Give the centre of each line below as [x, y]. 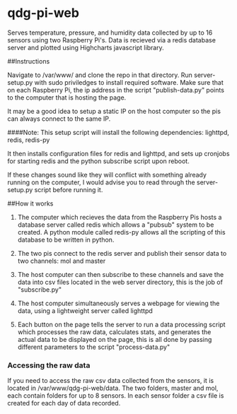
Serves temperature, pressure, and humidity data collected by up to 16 [110, 32]
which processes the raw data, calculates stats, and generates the [114, 332]
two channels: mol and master [62, 261]
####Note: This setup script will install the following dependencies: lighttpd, [118, 132]
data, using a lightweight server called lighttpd [85, 310]
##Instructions [29, 61]
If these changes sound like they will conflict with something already [107, 175]
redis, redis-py [29, 140]
